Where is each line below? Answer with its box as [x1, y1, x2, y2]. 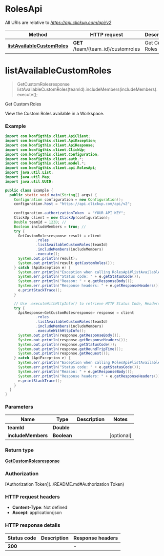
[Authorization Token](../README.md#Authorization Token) [5, 481, 124, 487]
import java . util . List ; [5, 170, 54, 175]
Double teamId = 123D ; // [14, 220, 67, 225]
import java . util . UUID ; [5, 179, 54, 184]
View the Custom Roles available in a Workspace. [5, 110, 104, 116]
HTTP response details [5, 522, 61, 529]
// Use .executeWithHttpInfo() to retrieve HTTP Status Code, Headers [14, 301, 161, 306]
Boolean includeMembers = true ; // [14, 224, 86, 229]
